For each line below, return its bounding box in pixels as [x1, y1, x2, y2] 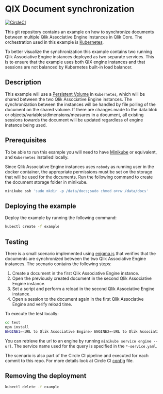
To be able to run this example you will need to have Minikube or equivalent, [5, 149, 157, 155]
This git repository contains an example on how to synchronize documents [5, 29, 154, 34]
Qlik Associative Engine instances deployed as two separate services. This [5, 53, 154, 59]
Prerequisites [5, 136, 47, 144]
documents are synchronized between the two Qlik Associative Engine [5, 256, 147, 261]
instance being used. [5, 122, 47, 128]
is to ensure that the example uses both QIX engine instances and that [5, 59, 146, 65]
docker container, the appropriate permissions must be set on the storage [5, 169, 153, 174]
